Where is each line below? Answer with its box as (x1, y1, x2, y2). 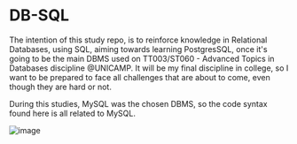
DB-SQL (9, 5, 69, 26)
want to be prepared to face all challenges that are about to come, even (9, 72, 270, 82)
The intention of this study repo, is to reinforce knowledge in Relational (9, 34, 268, 45)
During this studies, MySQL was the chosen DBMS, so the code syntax (9, 98, 268, 109)
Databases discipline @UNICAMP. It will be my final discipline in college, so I (9, 63, 289, 73)
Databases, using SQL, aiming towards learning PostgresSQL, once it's (9, 43, 268, 54)
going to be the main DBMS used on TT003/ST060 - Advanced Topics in (9, 53, 275, 64)
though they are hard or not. (9, 81, 113, 92)
